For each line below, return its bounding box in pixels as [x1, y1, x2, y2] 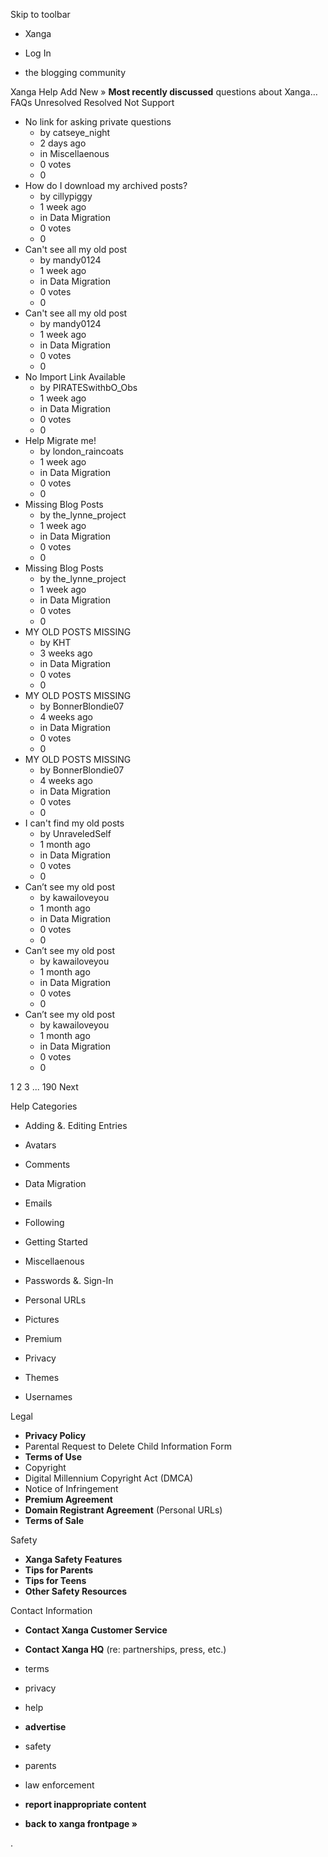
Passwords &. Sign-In [24, 1275, 114, 1286]
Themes [24, 1372, 60, 1383]
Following [24, 1217, 65, 1228]
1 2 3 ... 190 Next [10, 1081, 79, 1093]
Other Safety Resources [24, 1585, 128, 1597]
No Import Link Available [24, 371, 127, 383]
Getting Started [24, 1236, 88, 1248]
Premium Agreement [24, 1494, 113, 1505]
